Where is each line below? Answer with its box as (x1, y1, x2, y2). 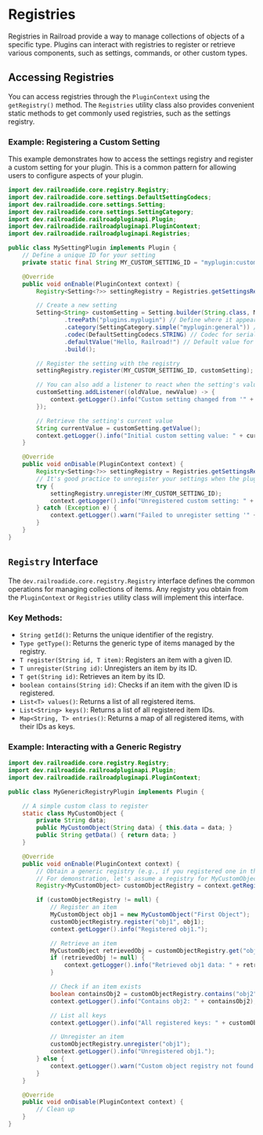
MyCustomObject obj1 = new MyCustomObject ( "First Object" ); (49, 911, 250, 919)
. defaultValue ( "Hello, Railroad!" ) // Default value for (63, 338, 254, 346)
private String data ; (36, 816, 107, 825)
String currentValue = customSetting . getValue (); (36, 424, 201, 432)
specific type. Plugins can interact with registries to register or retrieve (8, 39, 236, 49)
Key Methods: (8, 612, 63, 623)
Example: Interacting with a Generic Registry (8, 741, 182, 752)
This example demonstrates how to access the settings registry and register (8, 155, 254, 164)
